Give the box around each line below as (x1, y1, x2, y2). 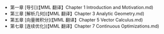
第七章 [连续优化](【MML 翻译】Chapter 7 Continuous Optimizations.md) (10, 23, 159, 29)
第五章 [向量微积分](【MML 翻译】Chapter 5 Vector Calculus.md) (10, 17, 143, 22)
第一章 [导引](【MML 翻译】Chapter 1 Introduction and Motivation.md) (10, 4, 153, 10)
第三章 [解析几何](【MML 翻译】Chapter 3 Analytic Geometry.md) (10, 10, 145, 16)
